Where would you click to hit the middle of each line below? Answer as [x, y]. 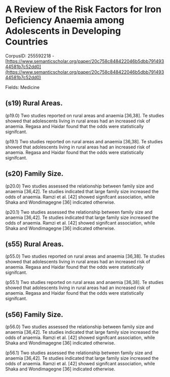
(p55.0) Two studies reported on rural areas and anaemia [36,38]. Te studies [85, 256]
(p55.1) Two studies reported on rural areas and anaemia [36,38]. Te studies [84, 282]
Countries [27, 42]
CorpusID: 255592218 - [30, 56]
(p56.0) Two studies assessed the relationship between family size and [79, 327]
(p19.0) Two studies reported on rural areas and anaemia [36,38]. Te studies [85, 115]
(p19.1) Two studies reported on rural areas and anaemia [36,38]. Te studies [84, 141]
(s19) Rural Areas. [34, 103]
